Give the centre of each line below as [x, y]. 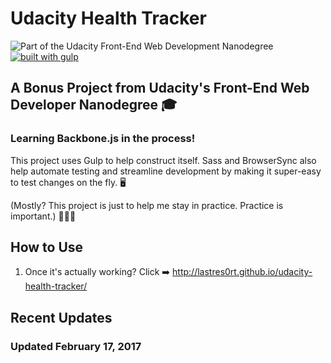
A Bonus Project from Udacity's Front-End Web [160, 88]
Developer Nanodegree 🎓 [94, 105]
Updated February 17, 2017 [76, 346]
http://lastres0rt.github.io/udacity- [242, 272]
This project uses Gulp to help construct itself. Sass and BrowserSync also [163, 160]
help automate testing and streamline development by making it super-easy [166, 171]
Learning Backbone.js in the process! [103, 139]
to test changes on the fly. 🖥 [68, 182]
